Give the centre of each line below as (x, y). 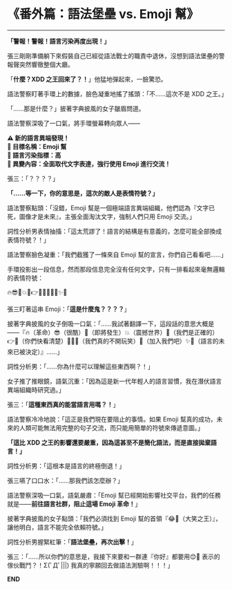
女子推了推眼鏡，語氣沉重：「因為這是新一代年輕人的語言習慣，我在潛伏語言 (115, 381)
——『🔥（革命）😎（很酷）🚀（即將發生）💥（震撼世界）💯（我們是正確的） (113, 332)
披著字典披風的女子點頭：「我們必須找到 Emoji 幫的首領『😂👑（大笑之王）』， (115, 518)
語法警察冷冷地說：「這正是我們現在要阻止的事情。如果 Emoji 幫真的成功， (112, 419)
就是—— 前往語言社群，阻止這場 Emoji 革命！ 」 (74, 504)
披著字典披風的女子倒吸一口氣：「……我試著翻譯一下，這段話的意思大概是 (111, 324)
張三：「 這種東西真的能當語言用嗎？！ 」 (63, 404)
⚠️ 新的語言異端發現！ (38, 138)
